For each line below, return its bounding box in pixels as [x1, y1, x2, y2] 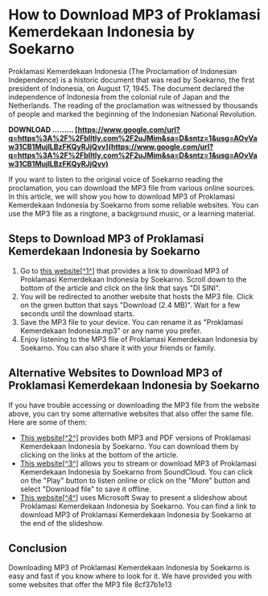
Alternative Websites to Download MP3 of [8, 366, 223, 380]
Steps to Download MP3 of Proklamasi [8, 232, 204, 246]
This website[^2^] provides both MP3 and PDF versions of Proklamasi [19, 433, 251, 442]
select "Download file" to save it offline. [19, 484, 151, 494]
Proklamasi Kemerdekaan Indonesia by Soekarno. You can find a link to [19, 501, 257, 511]
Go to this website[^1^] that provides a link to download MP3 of [19, 265, 229, 275]
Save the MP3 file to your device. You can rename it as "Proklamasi [19, 317, 244, 327]
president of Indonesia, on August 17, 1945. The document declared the [8, 83, 245, 93]
